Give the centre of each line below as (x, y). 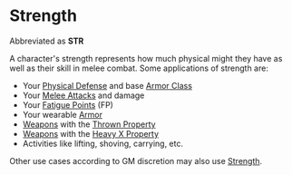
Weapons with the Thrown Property (89, 124)
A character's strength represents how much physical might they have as (146, 58)
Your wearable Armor (62, 114)
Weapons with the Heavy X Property (91, 133)
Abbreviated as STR (47, 41)
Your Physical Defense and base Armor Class (107, 85)
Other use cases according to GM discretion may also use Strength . (136, 160)
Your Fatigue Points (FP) (68, 104)
